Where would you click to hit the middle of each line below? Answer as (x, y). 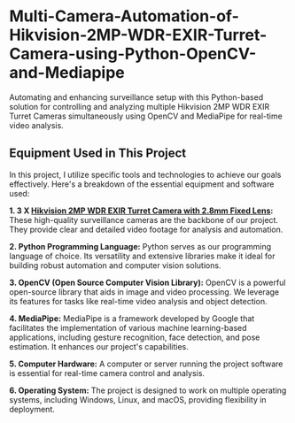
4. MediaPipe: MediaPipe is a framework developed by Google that (132, 318)
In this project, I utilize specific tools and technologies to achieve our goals (145, 174)
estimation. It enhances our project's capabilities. (99, 346)
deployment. (32, 409)
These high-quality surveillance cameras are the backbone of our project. (144, 219)
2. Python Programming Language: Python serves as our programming (140, 246)
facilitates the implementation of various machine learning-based (128, 327)
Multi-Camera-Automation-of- (124, 16)
